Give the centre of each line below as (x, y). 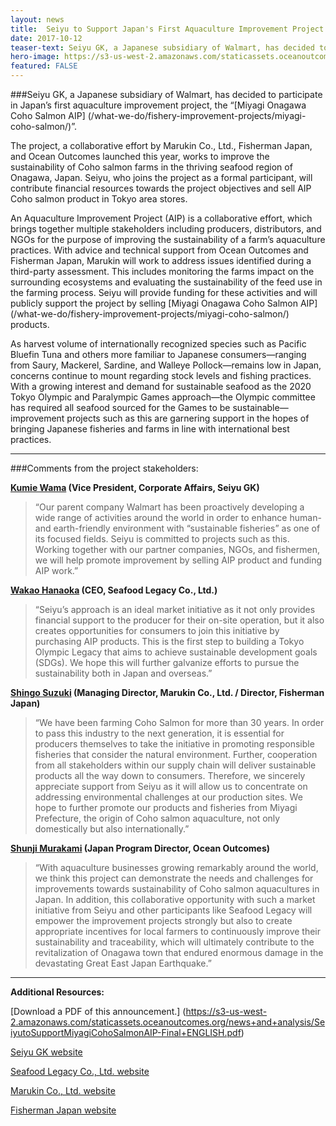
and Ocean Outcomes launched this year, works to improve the (140, 156)
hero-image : (35, 57)
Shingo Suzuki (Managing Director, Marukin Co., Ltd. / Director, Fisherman (167, 692)
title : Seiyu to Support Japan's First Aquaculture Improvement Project (167, 29)
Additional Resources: (57, 992)
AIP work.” (56, 570)
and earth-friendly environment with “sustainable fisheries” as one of (177, 528)
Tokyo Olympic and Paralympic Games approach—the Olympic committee (163, 397)
